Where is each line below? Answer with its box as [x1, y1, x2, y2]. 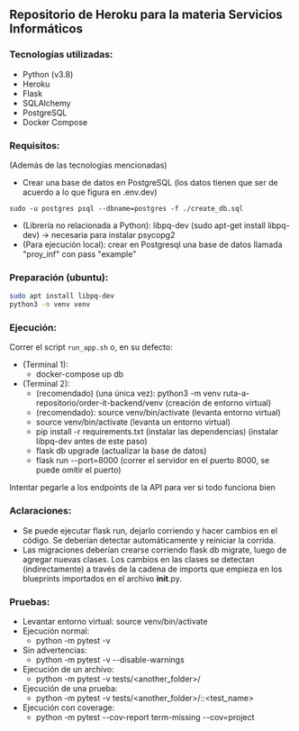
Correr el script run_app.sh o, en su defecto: [9, 342, 173, 352]
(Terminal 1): [22, 360, 69, 370]
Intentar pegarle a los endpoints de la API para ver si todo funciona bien [9, 482, 276, 493]
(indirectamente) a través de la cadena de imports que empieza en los [22, 563, 283, 574]
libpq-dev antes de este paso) [35, 436, 148, 447]
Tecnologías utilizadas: [9, 49, 113, 61]
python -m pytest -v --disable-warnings [35, 653, 185, 665]
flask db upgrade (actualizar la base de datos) [35, 445, 207, 456]
